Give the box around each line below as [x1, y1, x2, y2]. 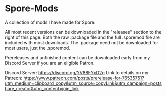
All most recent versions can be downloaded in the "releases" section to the [5, 29, 162, 35]
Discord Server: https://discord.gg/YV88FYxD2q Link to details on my [5, 69, 149, 75]
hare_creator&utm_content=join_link [5, 85, 79, 91]
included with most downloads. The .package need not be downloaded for [5, 39, 159, 45]
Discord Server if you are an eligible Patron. [5, 60, 95, 66]
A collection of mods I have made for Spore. [5, 19, 96, 25]
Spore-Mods [5, 3, 59, 14]
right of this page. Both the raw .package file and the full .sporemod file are [5, 34, 160, 40]
